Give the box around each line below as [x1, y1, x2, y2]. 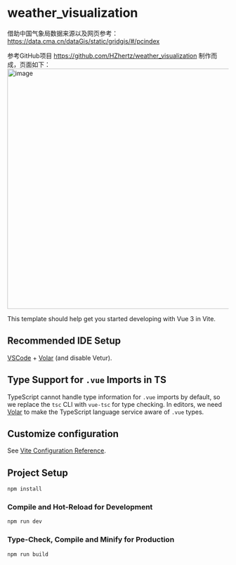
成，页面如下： [7, 60, 51, 68]
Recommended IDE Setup [7, 335, 122, 347]
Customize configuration [7, 427, 119, 440]
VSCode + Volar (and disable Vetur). [7, 353, 112, 362]
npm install [7, 486, 42, 493]
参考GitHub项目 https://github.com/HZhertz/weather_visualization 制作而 [7, 51, 218, 60]
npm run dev [7, 518, 42, 525]
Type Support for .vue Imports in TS [7, 374, 166, 386]
